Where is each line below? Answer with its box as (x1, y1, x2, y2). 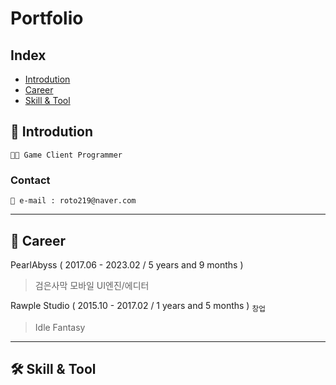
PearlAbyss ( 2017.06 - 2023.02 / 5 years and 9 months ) (10, 258, 244, 271)
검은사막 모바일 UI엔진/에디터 (34, 279, 150, 291)
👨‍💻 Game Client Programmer (10, 150, 123, 160)
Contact (10, 173, 51, 187)
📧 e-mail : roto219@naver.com (10, 196, 137, 206)
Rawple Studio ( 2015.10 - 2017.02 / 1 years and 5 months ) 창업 (10, 299, 266, 314)
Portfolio (10, 7, 84, 30)
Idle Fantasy (34, 321, 86, 333)
